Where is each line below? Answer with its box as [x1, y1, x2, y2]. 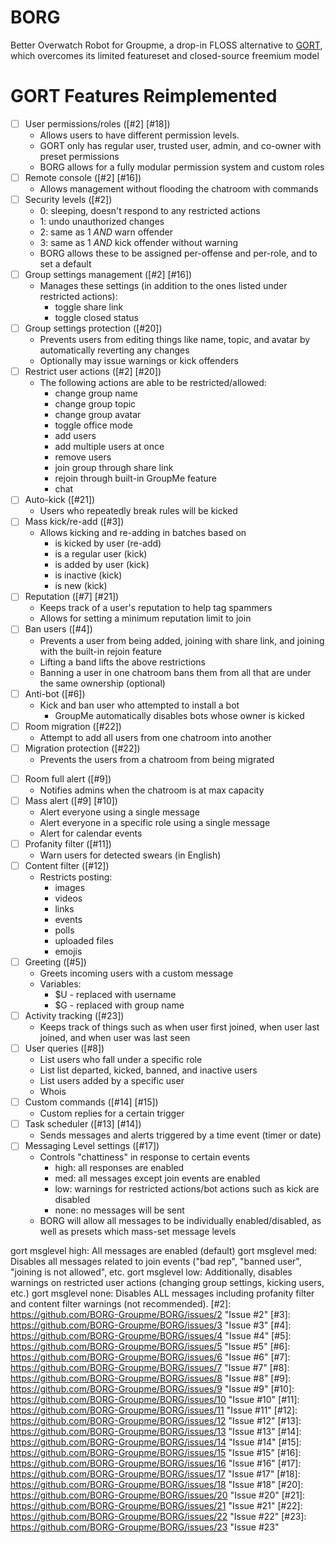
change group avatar [54, 409, 142, 421]
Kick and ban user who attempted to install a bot [39, 699, 240, 711]
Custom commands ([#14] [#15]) [24, 1096, 159, 1108]
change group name [54, 387, 138, 400]
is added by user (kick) [54, 559, 150, 571]
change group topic [54, 398, 137, 410]
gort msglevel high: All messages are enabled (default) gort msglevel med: [10, 1245, 318, 1257]
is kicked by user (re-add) [54, 537, 162, 550]
